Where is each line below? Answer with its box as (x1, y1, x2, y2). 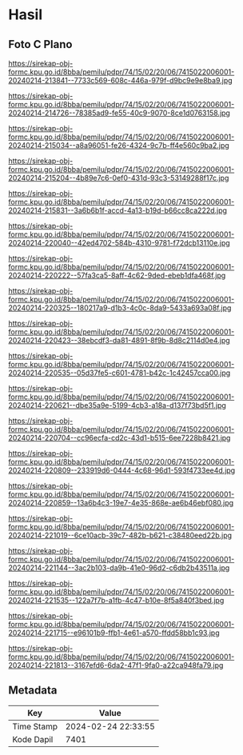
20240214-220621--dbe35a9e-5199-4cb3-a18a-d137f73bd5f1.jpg (8, 401, 226, 409)
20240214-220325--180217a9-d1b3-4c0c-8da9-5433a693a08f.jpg (8, 303, 232, 313)
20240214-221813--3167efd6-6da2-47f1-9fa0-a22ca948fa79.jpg (8, 661, 224, 669)
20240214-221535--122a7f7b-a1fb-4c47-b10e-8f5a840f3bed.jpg (8, 596, 225, 605)
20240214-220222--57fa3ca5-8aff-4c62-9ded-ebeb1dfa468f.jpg (8, 270, 226, 280)
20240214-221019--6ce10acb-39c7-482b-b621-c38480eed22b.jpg (8, 530, 233, 540)
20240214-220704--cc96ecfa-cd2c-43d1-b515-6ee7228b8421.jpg (8, 433, 231, 442)
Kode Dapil (12, 733, 54, 745)
